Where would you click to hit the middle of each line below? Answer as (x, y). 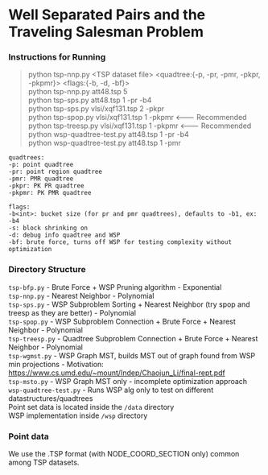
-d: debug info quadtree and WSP (64, 235)
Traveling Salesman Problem (106, 32)
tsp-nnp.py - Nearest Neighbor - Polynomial (81, 295)
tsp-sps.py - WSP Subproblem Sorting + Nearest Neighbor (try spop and (130, 304)
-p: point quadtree (41, 165)
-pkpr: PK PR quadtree (46, 186)
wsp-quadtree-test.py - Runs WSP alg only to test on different (111, 390)
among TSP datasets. (44, 463)
